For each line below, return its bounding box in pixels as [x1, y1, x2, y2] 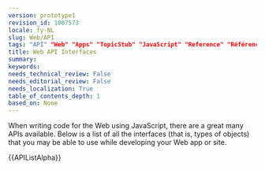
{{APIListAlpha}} [8, 153, 62, 162]
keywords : [8, 63, 41, 71]
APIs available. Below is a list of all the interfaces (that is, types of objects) [8, 129, 250, 139]
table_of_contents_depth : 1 [8, 92, 101, 100]
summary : [8, 56, 37, 64]
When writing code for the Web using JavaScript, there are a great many [8, 121, 244, 131]
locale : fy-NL [8, 26, 55, 34]
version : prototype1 [8, 11, 77, 20]
